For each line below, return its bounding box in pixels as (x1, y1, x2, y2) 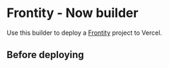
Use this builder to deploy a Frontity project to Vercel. (6, 28, 163, 37)
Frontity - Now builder (6, 5, 139, 21)
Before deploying (6, 49, 84, 61)
